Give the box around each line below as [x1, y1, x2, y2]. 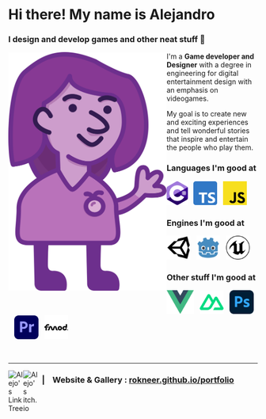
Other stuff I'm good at [166, 272, 256, 283]
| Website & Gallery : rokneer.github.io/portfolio [41, 375, 235, 386]
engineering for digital [166, 69, 239, 78]
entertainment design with [166, 77, 252, 86]
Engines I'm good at [166, 217, 245, 228]
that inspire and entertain [166, 135, 249, 144]
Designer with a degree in [166, 60, 252, 70]
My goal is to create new [166, 109, 247, 119]
